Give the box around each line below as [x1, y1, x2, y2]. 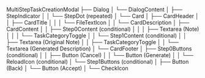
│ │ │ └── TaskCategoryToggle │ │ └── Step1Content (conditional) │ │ [6, 32, 187, 39]
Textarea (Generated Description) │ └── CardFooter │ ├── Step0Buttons [6, 45, 192, 52]
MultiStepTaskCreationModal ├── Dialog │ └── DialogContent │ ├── [6, 6, 182, 13]
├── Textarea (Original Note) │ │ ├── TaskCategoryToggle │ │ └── [6, 39, 179, 45]
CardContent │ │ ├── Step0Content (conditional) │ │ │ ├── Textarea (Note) [6, 25, 199, 33]
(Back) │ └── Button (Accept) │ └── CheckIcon [6, 64, 129, 72]
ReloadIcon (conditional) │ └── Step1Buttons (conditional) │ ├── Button [6, 58, 189, 65]
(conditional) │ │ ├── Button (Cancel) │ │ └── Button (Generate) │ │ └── [6, 52, 194, 58]
